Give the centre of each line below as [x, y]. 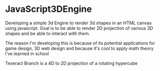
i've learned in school [27, 54]
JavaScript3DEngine [48, 9]
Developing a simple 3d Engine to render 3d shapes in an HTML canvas [79, 23]
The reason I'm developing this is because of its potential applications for [80, 43]
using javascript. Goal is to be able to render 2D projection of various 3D [79, 28]
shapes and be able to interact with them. [48, 33]
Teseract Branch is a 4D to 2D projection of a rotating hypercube [71, 63]
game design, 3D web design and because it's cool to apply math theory [80, 48]
